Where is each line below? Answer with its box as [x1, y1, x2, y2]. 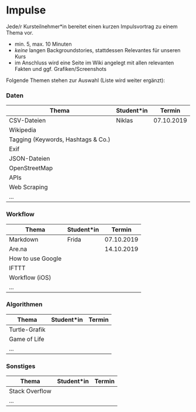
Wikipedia [9, 126, 37, 134]
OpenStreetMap [9, 164, 53, 172]
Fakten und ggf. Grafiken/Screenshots [14, 65, 107, 72]
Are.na [9, 244, 27, 253]
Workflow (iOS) [9, 273, 51, 281]
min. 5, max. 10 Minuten [14, 40, 72, 47]
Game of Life [9, 335, 45, 343]
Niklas [116, 117, 133, 125]
